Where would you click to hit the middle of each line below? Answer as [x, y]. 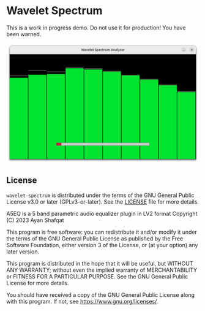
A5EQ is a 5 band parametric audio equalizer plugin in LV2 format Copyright [102, 213]
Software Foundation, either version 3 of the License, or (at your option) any [102, 245]
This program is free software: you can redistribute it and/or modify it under [102, 232]
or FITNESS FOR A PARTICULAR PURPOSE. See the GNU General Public [97, 276]
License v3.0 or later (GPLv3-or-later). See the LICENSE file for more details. [102, 202]
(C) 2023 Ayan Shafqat [35, 220]
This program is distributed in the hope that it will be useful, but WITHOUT [100, 263]
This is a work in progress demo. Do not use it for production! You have [96, 28]
